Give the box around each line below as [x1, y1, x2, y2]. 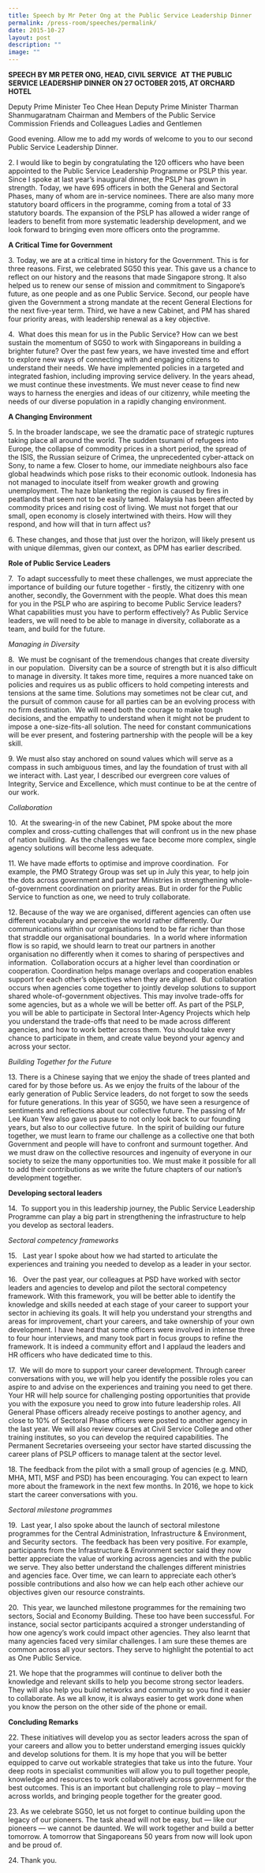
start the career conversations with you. [8, 1490, 138, 1499]
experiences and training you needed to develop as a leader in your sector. [8, 1259, 252, 1268]
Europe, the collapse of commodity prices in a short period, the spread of [8, 444, 247, 453]
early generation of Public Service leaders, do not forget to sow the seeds [8, 1089, 248, 1098]
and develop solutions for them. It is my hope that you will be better [8, 1750, 227, 1759]
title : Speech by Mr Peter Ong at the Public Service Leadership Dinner [8, 11, 252, 20]
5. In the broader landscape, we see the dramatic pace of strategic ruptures [8, 427, 254, 437]
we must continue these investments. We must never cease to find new [8, 380, 241, 389]
